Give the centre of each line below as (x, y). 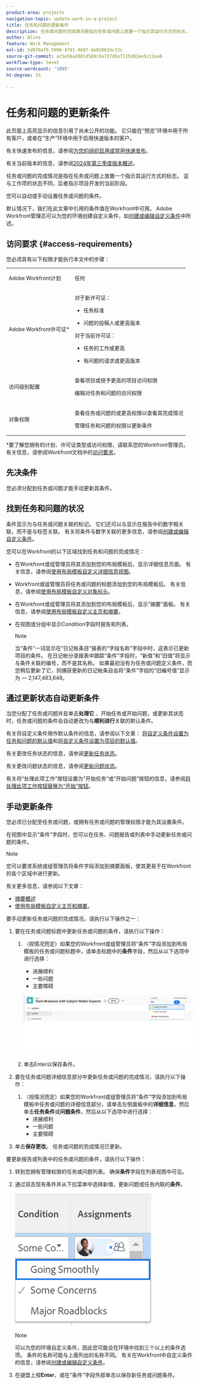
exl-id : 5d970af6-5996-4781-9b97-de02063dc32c (64, 50)
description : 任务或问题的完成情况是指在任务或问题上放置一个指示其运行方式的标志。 (98, 31)
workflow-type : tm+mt (33, 62)
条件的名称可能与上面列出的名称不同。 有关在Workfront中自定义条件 (109, 1355)
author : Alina (24, 38)
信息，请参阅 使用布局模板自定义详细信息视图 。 (77, 571)
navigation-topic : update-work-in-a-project (62, 19)
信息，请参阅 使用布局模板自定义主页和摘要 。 (69, 611)
